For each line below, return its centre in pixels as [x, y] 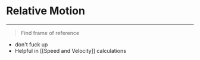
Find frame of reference [50, 33]
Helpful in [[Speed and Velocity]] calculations [71, 50]
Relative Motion [46, 11]
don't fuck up [31, 44]
